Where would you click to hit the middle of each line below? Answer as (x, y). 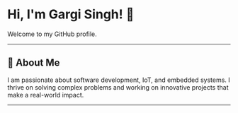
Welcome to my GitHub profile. (52, 34)
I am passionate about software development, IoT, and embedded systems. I (119, 80)
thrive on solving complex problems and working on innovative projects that (118, 87)
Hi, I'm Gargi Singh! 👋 (71, 14)
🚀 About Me (34, 63)
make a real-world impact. (46, 95)
